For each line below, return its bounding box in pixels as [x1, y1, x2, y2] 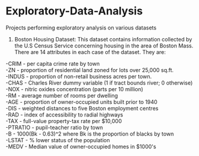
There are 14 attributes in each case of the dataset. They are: [14, 48, 166, 55]
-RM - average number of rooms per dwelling [5, 92, 118, 99]
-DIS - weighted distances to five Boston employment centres [5, 104, 159, 112]
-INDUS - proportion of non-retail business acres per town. [5, 73, 152, 80]
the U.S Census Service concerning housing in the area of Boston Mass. [14, 42, 194, 49]
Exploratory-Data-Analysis [5, 4, 143, 18]
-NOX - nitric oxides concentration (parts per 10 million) [5, 85, 144, 92]
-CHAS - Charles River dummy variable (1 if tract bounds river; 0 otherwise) [5, 79, 193, 86]
